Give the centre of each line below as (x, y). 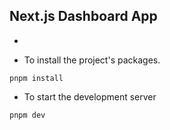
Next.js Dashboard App (83, 16)
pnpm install (36, 78)
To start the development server (90, 96)
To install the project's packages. (92, 60)
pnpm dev (27, 115)
